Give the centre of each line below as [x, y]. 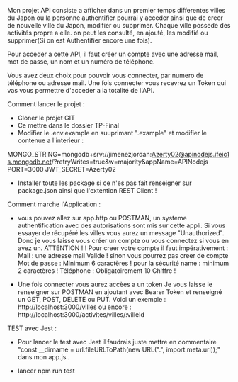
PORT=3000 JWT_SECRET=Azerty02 [62, 169]
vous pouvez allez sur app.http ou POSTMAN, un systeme [102, 218]
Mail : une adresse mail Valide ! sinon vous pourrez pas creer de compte [123, 255]
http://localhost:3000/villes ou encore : [75, 307]
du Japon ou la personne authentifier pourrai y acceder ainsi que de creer [115, 18]
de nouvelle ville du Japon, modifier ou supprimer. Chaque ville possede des [119, 25]
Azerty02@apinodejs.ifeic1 [191, 154]
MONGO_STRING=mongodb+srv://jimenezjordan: [80, 154]
